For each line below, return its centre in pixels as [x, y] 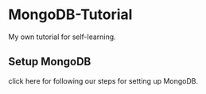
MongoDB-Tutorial [70, 15]
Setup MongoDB [50, 62]
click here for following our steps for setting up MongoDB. [103, 80]
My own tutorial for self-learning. [62, 37]
